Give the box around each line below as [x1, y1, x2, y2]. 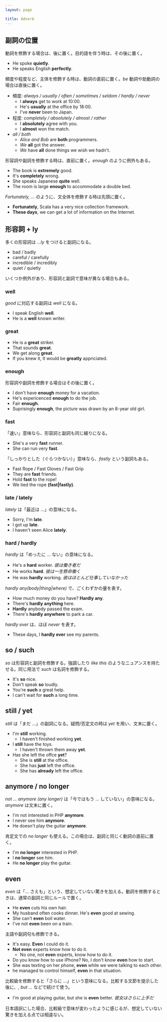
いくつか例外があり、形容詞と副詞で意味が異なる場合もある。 [5, 276, 132, 282]
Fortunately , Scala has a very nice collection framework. [12, 204, 130, 210]
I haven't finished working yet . [19, 736, 83, 742]
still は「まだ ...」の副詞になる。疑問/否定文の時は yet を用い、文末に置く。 [5, 720, 160, 726]
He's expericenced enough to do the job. [12, 395, 97, 401]
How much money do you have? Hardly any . [12, 595, 104, 601]
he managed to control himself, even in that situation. [12, 967, 122, 973]
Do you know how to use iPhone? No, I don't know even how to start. [12, 957, 155, 963]
